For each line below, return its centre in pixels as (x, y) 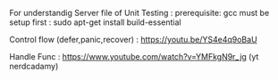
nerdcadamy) (34, 66)
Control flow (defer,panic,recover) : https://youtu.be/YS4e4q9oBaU (133, 40)
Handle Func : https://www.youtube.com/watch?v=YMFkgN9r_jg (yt (134, 56)
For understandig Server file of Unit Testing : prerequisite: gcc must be (139, 13)
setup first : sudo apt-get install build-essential (95, 22)
